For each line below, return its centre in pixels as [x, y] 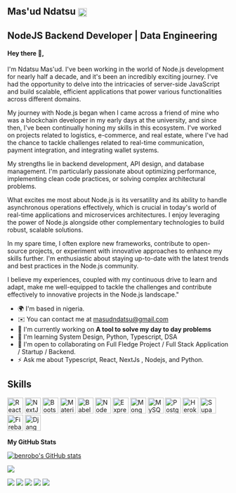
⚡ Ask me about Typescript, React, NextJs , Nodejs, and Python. [110, 359]
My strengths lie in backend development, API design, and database [106, 163]
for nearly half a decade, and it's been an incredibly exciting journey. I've [113, 76]
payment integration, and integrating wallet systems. [83, 150]
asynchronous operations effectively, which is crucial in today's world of [112, 207]
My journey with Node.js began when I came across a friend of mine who [113, 113]
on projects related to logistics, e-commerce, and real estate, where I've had [118, 135]
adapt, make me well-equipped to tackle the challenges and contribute [110, 287]
